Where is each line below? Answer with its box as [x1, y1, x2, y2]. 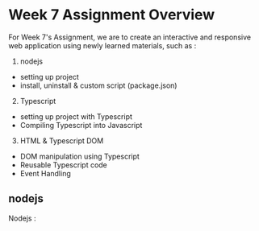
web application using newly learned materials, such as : [8, 40, 197, 50]
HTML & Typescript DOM [19, 135, 104, 146]
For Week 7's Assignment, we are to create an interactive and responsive [8, 32, 252, 42]
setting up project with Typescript [19, 111, 133, 122]
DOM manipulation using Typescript [19, 151, 140, 161]
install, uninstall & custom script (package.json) [19, 80, 178, 90]
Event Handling [19, 168, 71, 178]
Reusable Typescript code [19, 159, 107, 170]
